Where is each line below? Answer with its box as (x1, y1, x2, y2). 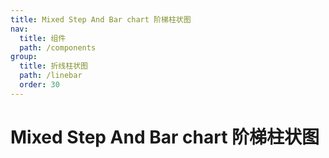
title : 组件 (19, 33, 67, 43)
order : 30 (19, 80, 60, 90)
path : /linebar (19, 71, 83, 81)
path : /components (19, 42, 97, 53)
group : (10, 52, 38, 62)
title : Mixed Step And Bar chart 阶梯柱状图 (10, 14, 192, 25)
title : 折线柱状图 (19, 61, 88, 71)
